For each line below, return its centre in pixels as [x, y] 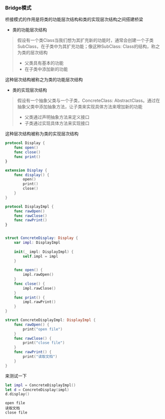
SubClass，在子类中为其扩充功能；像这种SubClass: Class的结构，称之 [88, 46]
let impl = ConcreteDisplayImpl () [41, 385]
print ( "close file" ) [44, 343]
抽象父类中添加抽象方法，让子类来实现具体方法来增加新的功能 [80, 107]
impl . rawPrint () [39, 302]
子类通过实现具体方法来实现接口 [57, 123]
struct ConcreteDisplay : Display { [42, 238]
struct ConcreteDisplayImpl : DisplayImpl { [50, 320]
